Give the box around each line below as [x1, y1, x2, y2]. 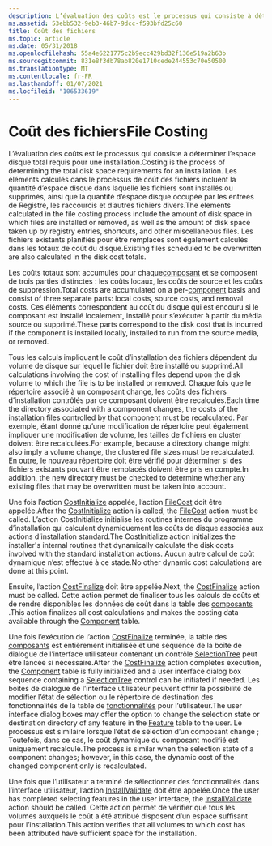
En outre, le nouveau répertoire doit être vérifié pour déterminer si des [8, 455, 243, 466]
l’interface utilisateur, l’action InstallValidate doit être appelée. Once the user [8, 785, 260, 795]
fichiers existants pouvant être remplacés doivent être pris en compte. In [8, 464, 249, 474]
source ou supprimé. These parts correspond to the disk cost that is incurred [8, 319, 263, 329]
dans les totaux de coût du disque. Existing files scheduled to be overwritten [8, 244, 261, 254]
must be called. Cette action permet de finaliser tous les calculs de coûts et [8, 591, 261, 600]
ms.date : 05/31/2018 [8, 42, 79, 50]
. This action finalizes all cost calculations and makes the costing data [8, 608, 239, 617]
